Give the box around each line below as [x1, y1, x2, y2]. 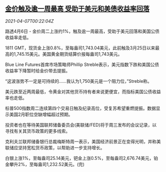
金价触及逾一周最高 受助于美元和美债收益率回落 [5, 4, 150, 13]
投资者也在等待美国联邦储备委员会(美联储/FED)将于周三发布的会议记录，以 [5, 122, 157, 128]
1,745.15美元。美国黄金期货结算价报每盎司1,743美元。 [13, 51, 123, 57]
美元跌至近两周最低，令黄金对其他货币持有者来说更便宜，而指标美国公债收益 [5, 88, 161, 95]
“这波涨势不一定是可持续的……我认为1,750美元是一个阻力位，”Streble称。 [5, 78, 152, 84]
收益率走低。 [5, 34, 31, 40]
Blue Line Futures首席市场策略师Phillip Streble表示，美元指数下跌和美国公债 [5, 61, 160, 68]
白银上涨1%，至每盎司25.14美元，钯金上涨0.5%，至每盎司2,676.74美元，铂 [5, 155, 158, 161]
